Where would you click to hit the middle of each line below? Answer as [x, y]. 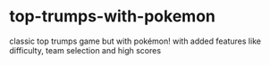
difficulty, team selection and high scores [85, 50]
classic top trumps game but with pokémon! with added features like [135, 41]
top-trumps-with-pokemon [113, 16]
